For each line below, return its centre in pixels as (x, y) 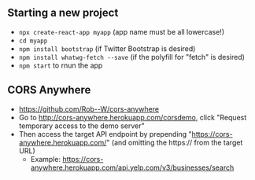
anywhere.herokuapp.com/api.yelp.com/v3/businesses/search (132, 167)
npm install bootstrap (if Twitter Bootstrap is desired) (107, 48)
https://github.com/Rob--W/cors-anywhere (89, 108)
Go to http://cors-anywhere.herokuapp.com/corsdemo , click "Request (133, 117)
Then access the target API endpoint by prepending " (105, 134)
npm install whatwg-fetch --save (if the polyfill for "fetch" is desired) (132, 57)
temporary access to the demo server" (81, 126)
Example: (45, 159)
